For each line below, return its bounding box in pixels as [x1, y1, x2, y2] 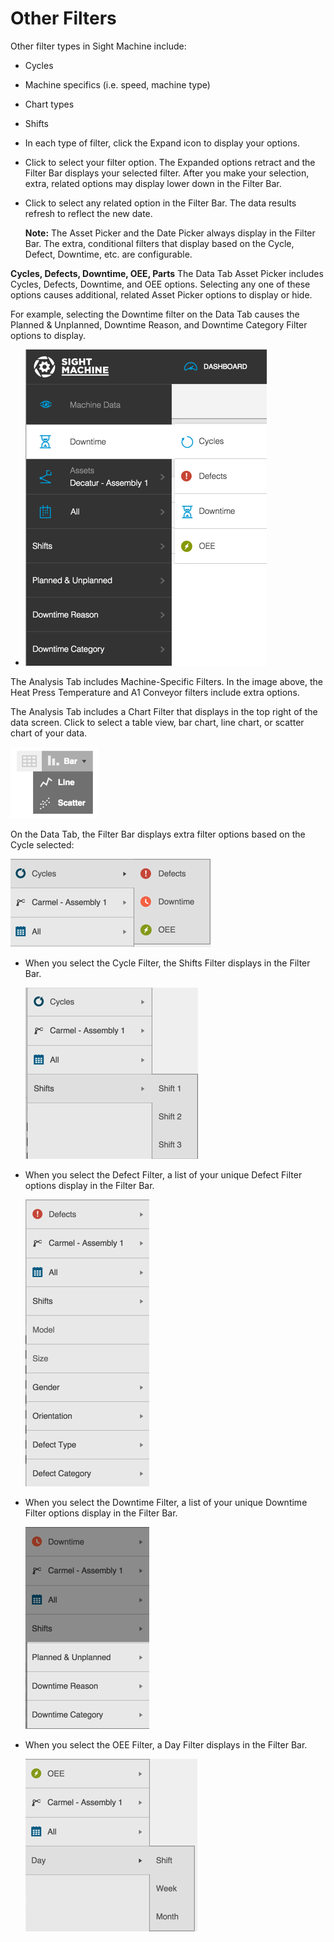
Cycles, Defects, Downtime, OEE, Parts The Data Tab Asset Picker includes [10, 267, 324, 279]
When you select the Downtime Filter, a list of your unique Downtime [24, 1496, 308, 1508]
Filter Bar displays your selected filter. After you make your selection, [24, 167, 310, 179]
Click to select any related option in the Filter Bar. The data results [24, 197, 297, 209]
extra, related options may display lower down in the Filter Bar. [24, 177, 282, 189]
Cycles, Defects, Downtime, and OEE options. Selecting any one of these [10, 278, 311, 290]
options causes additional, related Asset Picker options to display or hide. [10, 288, 313, 301]
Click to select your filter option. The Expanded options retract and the [24, 156, 316, 168]
